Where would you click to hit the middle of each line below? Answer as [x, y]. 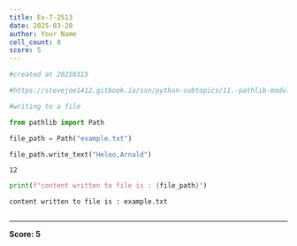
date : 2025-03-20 [41, 26]
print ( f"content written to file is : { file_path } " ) [108, 186]
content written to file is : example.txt [88, 202]
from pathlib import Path [57, 122]
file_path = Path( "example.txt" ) [71, 138]
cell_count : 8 [35, 42]
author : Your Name [43, 34]
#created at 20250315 [49, 75]
